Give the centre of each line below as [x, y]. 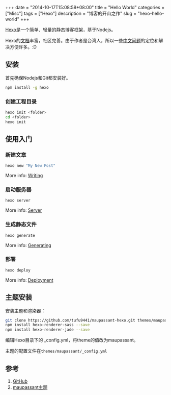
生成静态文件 [21, 225]
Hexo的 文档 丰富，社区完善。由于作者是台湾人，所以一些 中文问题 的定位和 [82, 41]
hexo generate [20, 235]
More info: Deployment [29, 280]
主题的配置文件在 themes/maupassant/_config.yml [56, 351]
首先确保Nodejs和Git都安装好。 [38, 78]
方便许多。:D [23, 47]
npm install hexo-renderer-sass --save [48, 325]
